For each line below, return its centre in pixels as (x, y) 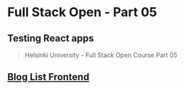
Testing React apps (51, 38)
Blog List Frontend (48, 77)
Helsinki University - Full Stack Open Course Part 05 (101, 55)
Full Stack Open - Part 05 (82, 12)
